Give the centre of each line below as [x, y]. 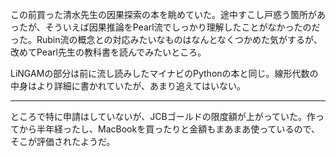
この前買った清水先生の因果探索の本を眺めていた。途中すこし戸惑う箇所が [163, 14]
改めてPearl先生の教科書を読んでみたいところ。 [108, 52]
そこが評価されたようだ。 [63, 141]
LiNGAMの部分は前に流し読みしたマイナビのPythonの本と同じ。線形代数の [164, 73]
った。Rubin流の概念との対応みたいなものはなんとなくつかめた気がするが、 [166, 39]
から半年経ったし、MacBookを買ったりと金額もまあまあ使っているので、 [169, 129]
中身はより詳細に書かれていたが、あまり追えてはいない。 [128, 86]
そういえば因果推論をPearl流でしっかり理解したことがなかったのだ [182, 27]
